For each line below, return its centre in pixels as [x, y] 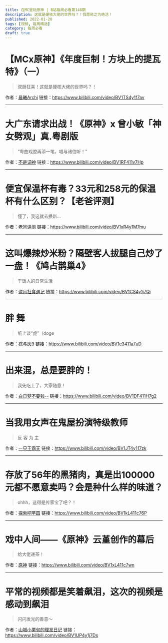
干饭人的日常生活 [35, 281]
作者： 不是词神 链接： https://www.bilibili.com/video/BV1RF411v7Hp [74, 162]
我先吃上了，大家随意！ [41, 385]
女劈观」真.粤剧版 [42, 137]
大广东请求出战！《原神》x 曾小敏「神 [83, 124]
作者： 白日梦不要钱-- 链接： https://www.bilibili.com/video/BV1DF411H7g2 [81, 396]
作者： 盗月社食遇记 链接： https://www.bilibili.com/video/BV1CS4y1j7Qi [78, 291]
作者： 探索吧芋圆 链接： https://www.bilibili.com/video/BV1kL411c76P [76, 513]
